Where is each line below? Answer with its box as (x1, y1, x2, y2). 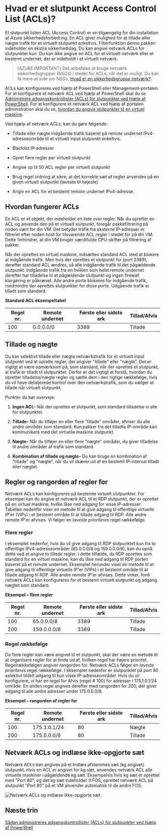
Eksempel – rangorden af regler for (5, 697, 78, 703)
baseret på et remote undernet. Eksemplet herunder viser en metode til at (5, 561, 154, 567)
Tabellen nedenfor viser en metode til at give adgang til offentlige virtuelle (5, 507, 155, 513)
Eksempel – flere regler (5, 592, 53, 598)
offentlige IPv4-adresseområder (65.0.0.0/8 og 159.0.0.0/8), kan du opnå (5, 546, 153, 551)
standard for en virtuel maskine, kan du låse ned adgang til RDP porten (5, 556, 148, 562)
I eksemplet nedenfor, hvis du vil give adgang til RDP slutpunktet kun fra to (5, 540, 156, 546)
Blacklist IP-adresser (12, 145, 54, 151)
